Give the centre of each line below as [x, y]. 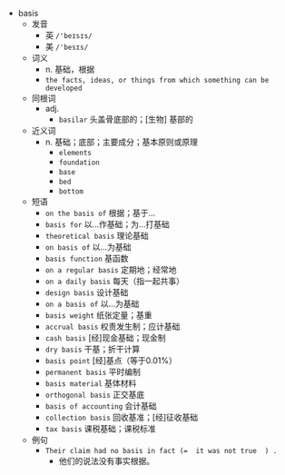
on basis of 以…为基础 [88, 247]
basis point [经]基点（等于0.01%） [111, 361]
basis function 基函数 [87, 258]
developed [64, 88]
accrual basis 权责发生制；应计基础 [113, 327]
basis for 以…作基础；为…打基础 [107, 224]
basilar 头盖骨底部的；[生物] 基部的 [126, 119]
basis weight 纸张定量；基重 [98, 315]
